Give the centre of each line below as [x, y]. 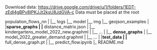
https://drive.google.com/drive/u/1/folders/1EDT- [87, 7]
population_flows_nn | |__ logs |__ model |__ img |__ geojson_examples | [77, 22]
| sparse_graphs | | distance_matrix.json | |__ [50, 27]
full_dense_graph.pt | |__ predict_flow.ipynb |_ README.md [64, 42]
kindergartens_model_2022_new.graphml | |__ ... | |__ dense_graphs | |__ [78, 32]
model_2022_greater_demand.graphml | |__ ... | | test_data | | [66, 37]
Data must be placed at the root [107, 12]
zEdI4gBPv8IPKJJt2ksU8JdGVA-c [40, 12]
